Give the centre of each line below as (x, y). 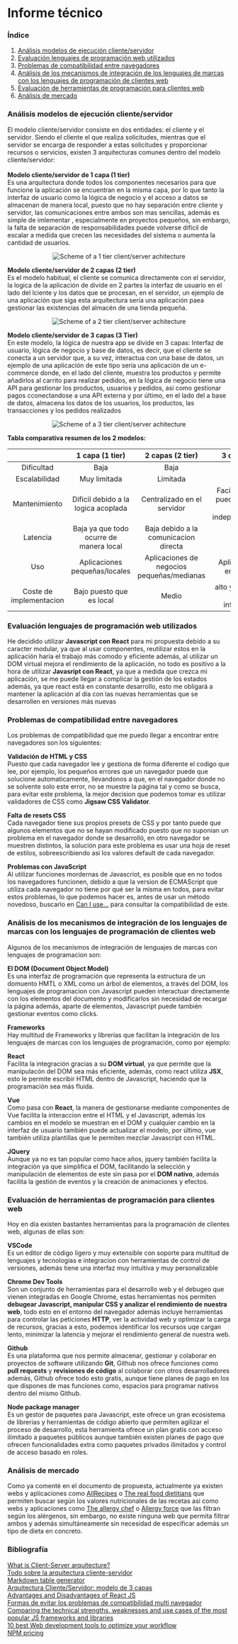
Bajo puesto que (101, 591)
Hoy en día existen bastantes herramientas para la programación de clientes (119, 1224)
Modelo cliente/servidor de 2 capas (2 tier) (72, 270)
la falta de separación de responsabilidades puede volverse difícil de (108, 227)
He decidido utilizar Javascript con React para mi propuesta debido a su (114, 641)
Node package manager (44, 1407)
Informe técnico (55, 13)
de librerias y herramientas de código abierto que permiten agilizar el (108, 1421)
